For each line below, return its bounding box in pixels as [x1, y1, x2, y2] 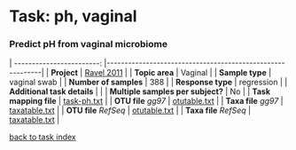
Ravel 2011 [84, 67, 123, 78]
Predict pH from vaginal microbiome [9, 38, 168, 51]
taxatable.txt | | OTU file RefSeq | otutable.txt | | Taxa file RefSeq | [9, 105, 251, 116]
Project [51, 67, 78, 78]
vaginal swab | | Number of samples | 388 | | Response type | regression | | [9, 77, 288, 88]
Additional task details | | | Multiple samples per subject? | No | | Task [9, 86, 271, 97]
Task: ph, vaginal [9, 6, 137, 27]
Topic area [134, 67, 175, 78]
